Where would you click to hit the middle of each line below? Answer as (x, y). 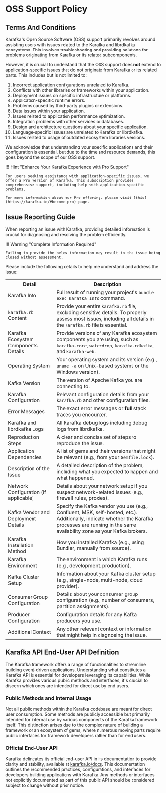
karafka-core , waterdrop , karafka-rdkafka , (105, 345)
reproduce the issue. (80, 443)
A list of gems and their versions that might (106, 451)
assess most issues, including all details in (105, 319)
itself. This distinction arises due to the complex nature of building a (74, 725)
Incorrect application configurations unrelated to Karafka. (71, 85)
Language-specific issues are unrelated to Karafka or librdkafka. (78, 132)
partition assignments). (83, 606)
